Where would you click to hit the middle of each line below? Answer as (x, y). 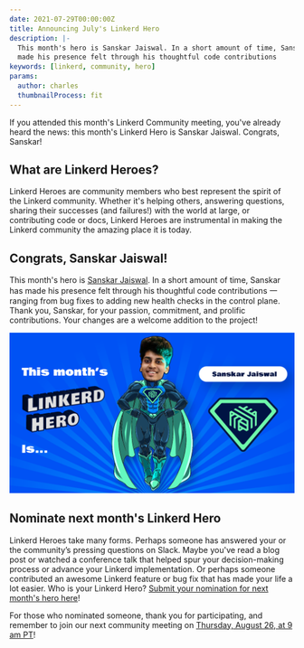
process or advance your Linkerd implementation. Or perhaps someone (142, 568)
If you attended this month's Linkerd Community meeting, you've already (145, 122)
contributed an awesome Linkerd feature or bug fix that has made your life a (151, 578)
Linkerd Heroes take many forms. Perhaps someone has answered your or (148, 540)
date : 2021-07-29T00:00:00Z (62, 19)
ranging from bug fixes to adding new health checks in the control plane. (145, 301)
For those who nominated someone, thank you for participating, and (136, 615)
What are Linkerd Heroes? (84, 170)
